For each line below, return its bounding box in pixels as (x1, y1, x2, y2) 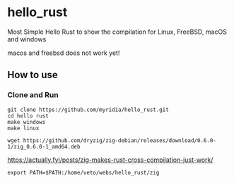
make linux (7, 125, 40, 132)
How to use (7, 69, 58, 81)
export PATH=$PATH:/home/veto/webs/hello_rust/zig (7, 169, 160, 176)
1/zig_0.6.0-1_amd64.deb (7, 143, 81, 150)
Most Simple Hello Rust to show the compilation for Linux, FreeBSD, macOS (7, 27, 228, 36)
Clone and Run (7, 90, 59, 100)
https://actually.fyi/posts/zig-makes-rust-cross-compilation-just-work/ (7, 156, 213, 164)
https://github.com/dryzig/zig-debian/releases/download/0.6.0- (23, 137, 217, 144)
